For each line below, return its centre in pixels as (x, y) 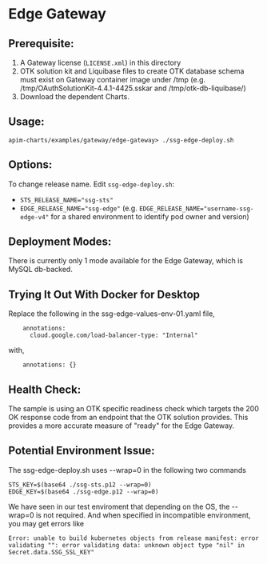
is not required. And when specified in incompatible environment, (143, 515)
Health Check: (45, 389)
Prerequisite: (41, 44)
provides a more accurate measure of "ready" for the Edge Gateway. (121, 426)
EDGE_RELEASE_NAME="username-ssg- (196, 209)
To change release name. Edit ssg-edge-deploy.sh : (91, 184)
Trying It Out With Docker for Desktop (104, 294)
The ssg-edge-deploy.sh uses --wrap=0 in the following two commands (127, 470)
